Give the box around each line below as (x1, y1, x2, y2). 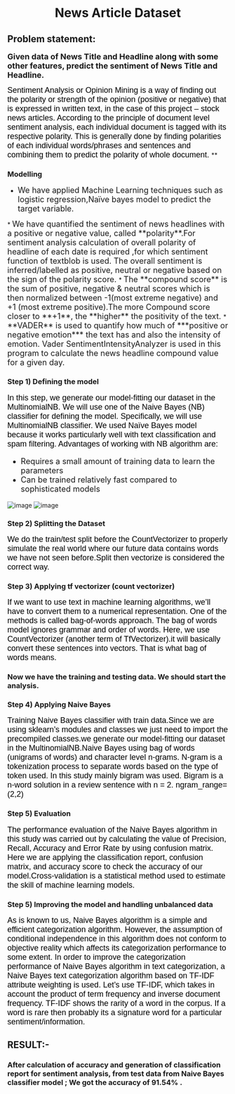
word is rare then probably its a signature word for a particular (7, 1008, 222, 1017)
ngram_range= (175, 780, 228, 790)
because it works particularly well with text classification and (7, 430, 216, 439)
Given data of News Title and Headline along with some (7, 51, 219, 61)
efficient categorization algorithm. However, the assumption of (7, 925, 222, 934)
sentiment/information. (7, 1017, 86, 1027)
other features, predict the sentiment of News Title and (7, 61, 218, 71)
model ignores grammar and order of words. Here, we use (7, 625, 210, 635)
